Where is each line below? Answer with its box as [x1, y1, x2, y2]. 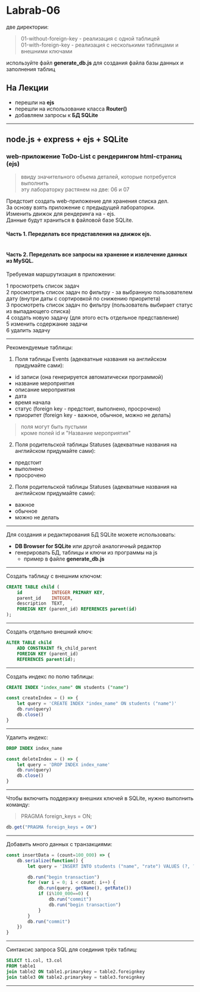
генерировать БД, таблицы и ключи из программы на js [14, 549, 158, 556]
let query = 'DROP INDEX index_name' [17, 761, 111, 768]
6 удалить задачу [6, 326, 51, 333]
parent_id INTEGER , [17, 595, 73, 601]
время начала [14, 399, 51, 406]
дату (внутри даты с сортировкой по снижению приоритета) [6, 295, 161, 302]
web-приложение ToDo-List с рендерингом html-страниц [6, 152, 183, 161]
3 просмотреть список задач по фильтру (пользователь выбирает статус [6, 301, 193, 308]
